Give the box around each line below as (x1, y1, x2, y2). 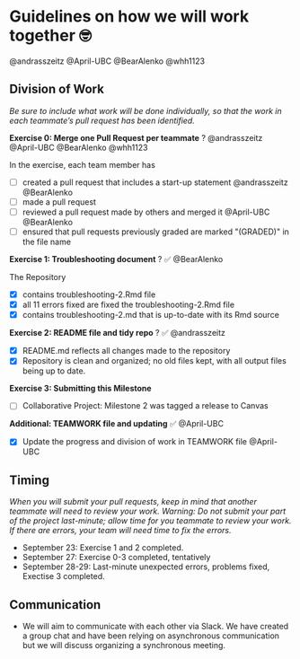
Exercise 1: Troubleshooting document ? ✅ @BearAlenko (9, 254, 224, 264)
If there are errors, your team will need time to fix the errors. (9, 525, 232, 536)
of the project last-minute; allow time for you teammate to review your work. (9, 515, 292, 526)
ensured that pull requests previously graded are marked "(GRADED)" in (22, 226, 290, 237)
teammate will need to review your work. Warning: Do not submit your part (9, 505, 287, 517)
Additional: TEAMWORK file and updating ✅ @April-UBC (9, 418, 225, 429)
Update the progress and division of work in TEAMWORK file (22, 436, 248, 447)
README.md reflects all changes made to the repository (22, 346, 231, 356)
